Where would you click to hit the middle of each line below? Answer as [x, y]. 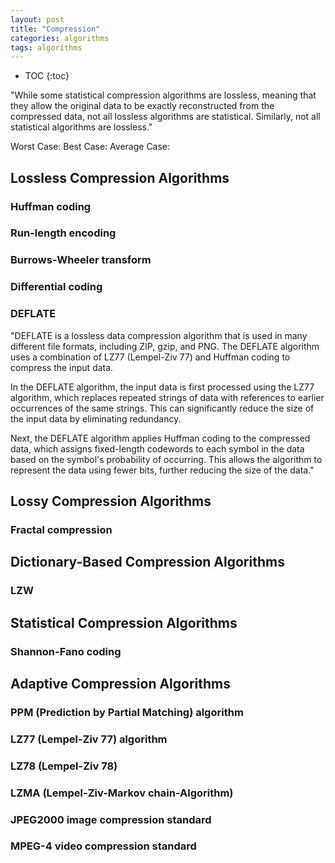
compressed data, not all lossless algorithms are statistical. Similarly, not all [165, 117]
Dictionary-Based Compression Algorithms [147, 562]
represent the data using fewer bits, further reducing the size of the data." [162, 470]
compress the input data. [62, 367]
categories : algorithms [60, 38]
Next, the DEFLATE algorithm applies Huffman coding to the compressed [160, 438]
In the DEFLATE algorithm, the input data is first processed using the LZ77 [162, 387]
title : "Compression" [55, 29]
